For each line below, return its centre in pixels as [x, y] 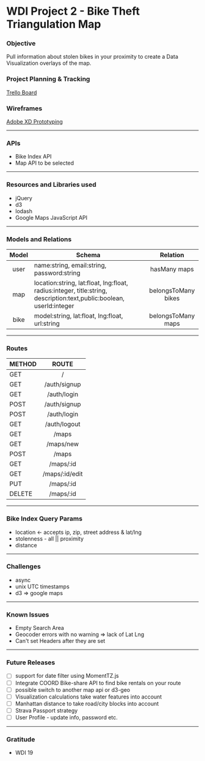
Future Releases [31, 662]
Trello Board [22, 92]
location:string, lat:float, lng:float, [81, 283]
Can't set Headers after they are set [60, 641]
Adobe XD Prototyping [34, 122]
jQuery [23, 198]
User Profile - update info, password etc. [66, 717]
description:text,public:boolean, [79, 298]
